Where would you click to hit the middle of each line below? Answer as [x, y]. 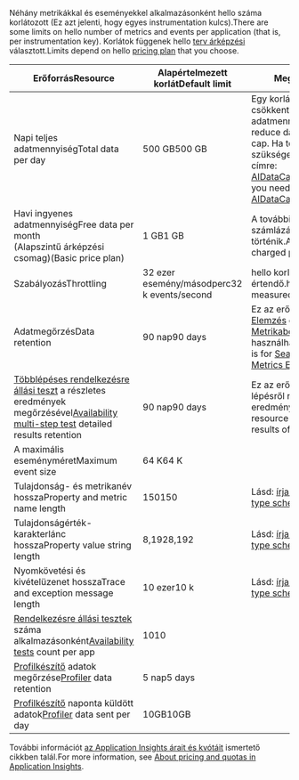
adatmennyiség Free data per [74, 224]
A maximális [39, 449]
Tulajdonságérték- [53, 523]
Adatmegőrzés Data [54, 331]
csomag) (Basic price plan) [69, 258]
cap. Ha [267, 143]
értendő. [269, 284]
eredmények [40, 402]
